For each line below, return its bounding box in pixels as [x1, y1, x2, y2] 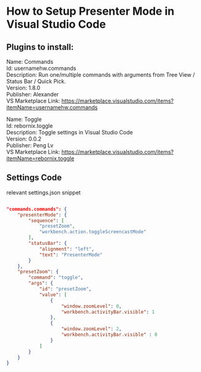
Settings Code [6, 172, 63, 183]
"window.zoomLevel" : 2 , [61, 326, 122, 332]
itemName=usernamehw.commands [6, 104, 98, 111]
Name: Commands [6, 58, 54, 65]
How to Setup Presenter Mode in [6, 4, 175, 18]
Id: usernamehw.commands [6, 64, 77, 72]
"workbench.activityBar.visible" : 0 [61, 331, 157, 338]
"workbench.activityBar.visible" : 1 [61, 309, 155, 315]
